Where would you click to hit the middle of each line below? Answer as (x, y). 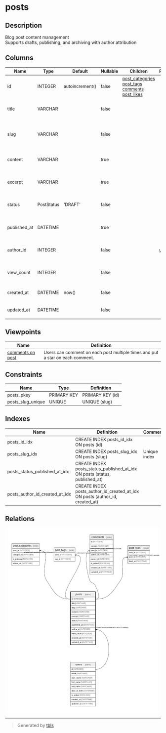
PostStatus (48, 204)
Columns (19, 58)
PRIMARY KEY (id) (101, 395)
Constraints (24, 375)
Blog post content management (37, 37)
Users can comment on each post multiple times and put (101, 353)
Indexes (18, 419)
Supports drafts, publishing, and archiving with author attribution (71, 42)
